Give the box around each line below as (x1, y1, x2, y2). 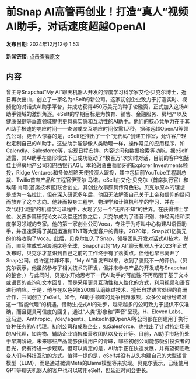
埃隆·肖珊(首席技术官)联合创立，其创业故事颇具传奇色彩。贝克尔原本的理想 (6, 183, 185, 190)
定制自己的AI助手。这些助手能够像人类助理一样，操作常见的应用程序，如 (10, 139, 185, 146)
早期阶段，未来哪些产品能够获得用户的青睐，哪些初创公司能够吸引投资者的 (10, 337, 190, 344)
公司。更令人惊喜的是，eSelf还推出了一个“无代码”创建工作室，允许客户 (10, 132, 182, 139)
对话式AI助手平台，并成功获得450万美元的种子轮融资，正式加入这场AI (21, 103, 190, 110)
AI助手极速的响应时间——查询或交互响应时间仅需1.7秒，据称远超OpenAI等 (6, 125, 184, 132)
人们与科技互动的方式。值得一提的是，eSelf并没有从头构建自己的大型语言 (10, 352, 187, 359)
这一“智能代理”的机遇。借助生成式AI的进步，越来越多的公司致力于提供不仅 (6, 301, 184, 308)
